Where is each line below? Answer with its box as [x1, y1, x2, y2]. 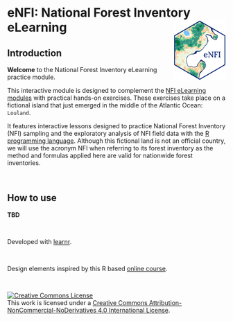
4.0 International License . [98, 306, 171, 314]
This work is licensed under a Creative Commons [7, 298, 148, 306]
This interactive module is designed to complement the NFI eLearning [7, 87, 207, 94]
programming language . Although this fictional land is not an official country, [7, 137, 226, 145]
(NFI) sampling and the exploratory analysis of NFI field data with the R [7, 130, 209, 137]
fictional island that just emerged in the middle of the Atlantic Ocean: [7, 101, 203, 109]
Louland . [7, 109, 31, 116]
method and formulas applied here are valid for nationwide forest [7, 151, 193, 159]
